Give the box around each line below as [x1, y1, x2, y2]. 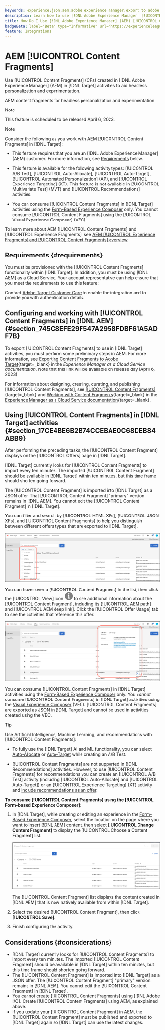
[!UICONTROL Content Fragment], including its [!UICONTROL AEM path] [5, 601, 151, 607]
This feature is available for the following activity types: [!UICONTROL [12, 165, 154, 171]
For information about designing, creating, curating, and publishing [5, 381, 140, 387]
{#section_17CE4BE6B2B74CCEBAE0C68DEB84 [5, 427, 156, 435]
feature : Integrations [5, 29, 52, 34]
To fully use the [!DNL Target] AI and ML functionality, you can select [12, 746, 152, 752]
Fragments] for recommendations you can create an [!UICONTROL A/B [12, 772, 156, 777]
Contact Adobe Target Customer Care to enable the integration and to [5, 289, 146, 295]
